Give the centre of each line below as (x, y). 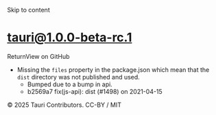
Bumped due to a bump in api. (70, 84)
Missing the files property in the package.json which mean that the (113, 69)
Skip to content (28, 10)
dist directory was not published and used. (79, 77)
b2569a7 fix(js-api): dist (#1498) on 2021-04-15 (95, 91)
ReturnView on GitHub (38, 56)
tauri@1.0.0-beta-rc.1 (70, 38)
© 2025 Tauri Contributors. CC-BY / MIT (64, 105)
